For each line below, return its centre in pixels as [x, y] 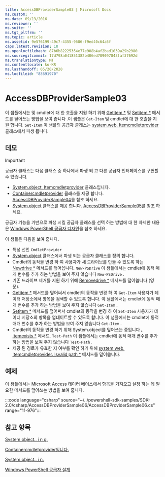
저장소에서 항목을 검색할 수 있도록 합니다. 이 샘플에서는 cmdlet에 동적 [88, 298]
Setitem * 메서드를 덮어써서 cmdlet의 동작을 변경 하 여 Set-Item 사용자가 [83, 311]
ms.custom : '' [20, 14]
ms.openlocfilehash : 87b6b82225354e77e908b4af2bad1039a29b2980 [71, 51]
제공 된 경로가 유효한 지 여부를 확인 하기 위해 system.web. [68, 348]
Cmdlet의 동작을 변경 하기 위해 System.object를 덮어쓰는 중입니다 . [77, 330]
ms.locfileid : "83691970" [32, 74]
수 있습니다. [16, 177]
